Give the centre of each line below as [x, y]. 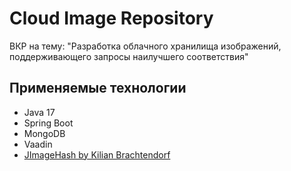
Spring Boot [48, 123]
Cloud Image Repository [111, 18]
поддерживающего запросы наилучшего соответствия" [129, 56]
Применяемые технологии [98, 88]
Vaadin [38, 144]
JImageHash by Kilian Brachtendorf [97, 154]
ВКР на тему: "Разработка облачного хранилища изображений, [145, 46]
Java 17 [39, 112]
